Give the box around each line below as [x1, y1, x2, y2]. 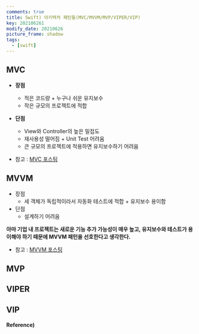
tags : [6, 37, 20, 43]
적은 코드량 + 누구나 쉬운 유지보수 [24, 94, 104, 101]
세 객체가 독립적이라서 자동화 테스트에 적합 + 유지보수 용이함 [24, 197, 166, 205]
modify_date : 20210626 [6, 25, 63, 32]
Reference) [6, 321, 35, 329]
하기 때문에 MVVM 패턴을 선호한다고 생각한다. [22, 233, 131, 240]
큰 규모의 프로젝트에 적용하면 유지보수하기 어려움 [24, 142, 139, 150]
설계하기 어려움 [24, 212, 60, 220]
